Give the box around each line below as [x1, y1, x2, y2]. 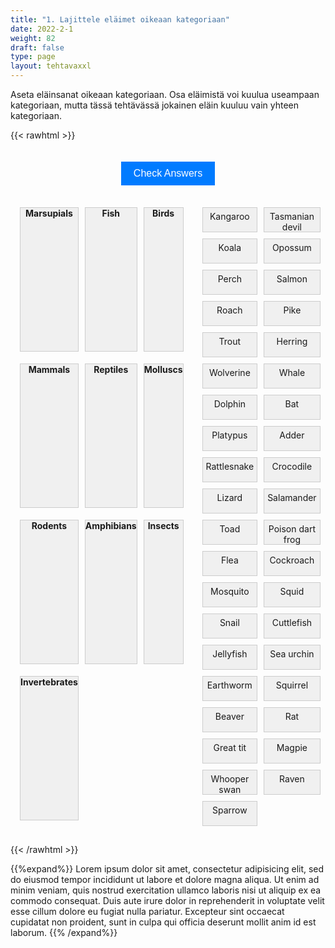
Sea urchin [269, 648, 315, 660]
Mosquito [210, 586, 250, 597]
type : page [10, 52, 56, 62]
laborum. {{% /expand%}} [10, 927, 118, 938]
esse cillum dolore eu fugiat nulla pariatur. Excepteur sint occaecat [10, 906, 285, 917]
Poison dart [268, 523, 316, 535]
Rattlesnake [205, 461, 255, 472]
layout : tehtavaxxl [10, 61, 92, 71]
